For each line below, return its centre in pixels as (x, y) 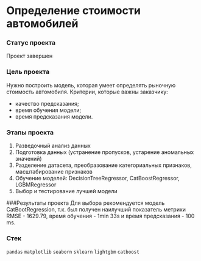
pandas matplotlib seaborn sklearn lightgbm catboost (73, 252)
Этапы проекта (30, 132)
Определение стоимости (74, 11)
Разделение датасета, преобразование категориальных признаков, (103, 165)
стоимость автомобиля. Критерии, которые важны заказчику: (87, 92)
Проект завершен (30, 56)
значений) (28, 159)
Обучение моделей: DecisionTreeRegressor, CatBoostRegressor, (97, 178)
